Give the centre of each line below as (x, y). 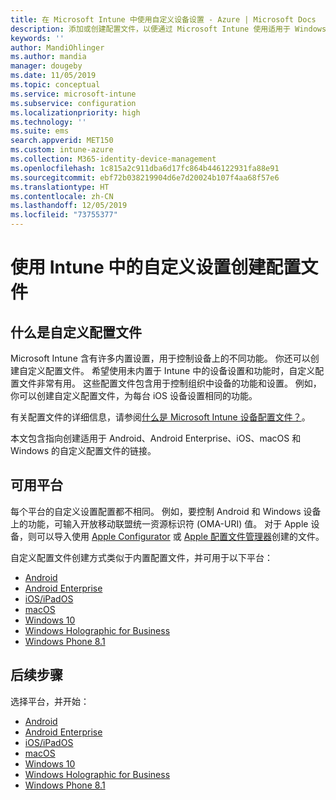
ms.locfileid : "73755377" (64, 215)
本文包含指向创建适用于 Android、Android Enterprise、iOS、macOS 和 (156, 438)
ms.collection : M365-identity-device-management (113, 159)
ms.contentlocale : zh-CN (62, 196)
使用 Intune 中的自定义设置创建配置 (156, 267)
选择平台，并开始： (50, 701)
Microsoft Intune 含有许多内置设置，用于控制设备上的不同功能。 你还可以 (160, 358)
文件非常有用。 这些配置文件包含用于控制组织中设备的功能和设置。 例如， (170, 383)
